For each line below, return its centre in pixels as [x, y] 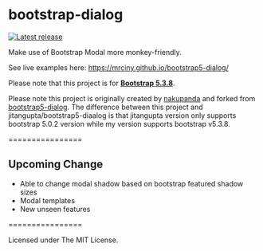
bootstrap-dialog [66, 15]
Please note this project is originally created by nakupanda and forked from [132, 98]
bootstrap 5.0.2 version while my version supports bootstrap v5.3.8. [120, 124]
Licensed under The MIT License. [63, 240]
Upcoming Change [56, 165]
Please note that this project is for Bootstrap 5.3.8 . [92, 83]
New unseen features [55, 209]
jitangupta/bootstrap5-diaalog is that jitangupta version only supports [122, 115]
